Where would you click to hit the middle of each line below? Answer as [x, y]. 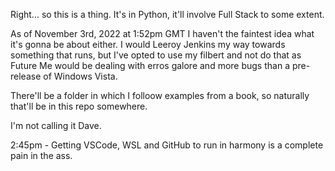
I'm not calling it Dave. [56, 125]
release [26, 76]
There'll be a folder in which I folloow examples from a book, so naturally [160, 95]
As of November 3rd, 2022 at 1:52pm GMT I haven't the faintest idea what [162, 33]
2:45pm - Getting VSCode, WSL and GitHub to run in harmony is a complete [167, 145]
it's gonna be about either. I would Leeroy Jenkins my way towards [148, 44]
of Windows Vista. [80, 76]
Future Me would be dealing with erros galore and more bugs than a [150, 65]
